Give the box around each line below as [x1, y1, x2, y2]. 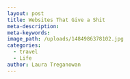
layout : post [7, 10, 44, 17]
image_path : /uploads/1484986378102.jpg [7, 36, 125, 43]
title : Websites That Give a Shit [7, 16, 106, 23]
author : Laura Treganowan [7, 61, 81, 68]
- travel [13, 49, 38, 56]
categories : [7, 42, 41, 49]
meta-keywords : [7, 29, 51, 36]
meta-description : [7, 23, 60, 30]
